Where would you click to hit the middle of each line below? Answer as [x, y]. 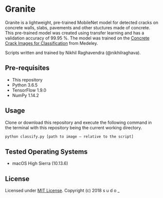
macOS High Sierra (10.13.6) [40, 163]
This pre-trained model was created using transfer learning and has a [75, 33]
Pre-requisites [27, 68]
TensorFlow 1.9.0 [29, 90]
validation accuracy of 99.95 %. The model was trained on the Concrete [77, 38]
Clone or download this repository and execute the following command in [79, 122]
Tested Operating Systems [46, 151]
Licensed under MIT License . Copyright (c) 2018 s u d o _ [63, 191]
